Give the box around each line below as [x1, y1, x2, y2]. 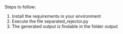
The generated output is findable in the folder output [11, 23, 118, 29]
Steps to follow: [4, 4, 36, 10]
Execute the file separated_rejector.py [11, 19, 89, 24]
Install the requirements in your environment [11, 13, 101, 19]
